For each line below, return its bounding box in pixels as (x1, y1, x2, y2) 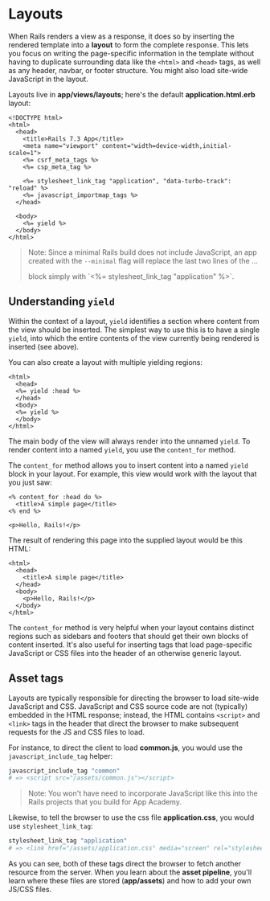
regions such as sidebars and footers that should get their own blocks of (8, 631, 249, 641)
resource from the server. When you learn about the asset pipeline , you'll (8, 867, 252, 877)
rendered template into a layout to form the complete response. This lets (8, 39, 249, 49)
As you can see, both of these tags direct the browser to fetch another (8, 859, 242, 869)
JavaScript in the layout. (8, 74, 88, 84)
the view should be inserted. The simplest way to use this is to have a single (8, 325, 260, 334)
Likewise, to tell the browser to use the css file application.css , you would (8, 813, 255, 822)
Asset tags (8, 672, 64, 686)
